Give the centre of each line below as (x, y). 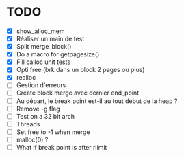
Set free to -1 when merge (53, 132)
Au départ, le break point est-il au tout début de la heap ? (97, 101)
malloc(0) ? (32, 139)
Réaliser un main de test (50, 39)
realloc (26, 78)
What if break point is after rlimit (62, 147)
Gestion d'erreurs (41, 85)
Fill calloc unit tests (43, 62)
